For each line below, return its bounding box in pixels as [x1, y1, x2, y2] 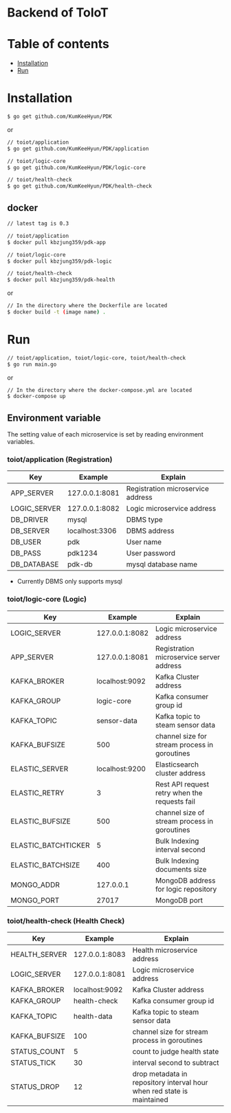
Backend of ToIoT [7, 5, 109, 21]
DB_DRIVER [10, 515, 48, 525]
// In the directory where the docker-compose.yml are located [7, 386, 192, 393]
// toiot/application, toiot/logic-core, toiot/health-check [7, 354, 186, 362]
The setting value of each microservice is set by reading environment [7, 430, 204, 439]
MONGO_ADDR [10, 880, 60, 890]
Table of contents [7, 36, 110, 52]
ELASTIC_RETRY [10, 788, 65, 797]
